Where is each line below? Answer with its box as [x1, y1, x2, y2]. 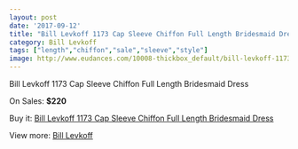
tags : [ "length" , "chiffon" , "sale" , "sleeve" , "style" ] [9, 46, 208, 55]
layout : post [9, 12, 58, 22]
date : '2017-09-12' [9, 21, 82, 30]
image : [9, 54, 34, 63]
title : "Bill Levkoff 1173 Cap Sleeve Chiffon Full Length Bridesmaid [9, 29, 276, 38]
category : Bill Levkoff [9, 37, 98, 47]
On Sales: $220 [9, 96, 67, 106]
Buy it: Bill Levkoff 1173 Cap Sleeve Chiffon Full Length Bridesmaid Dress [9, 113, 274, 123]
